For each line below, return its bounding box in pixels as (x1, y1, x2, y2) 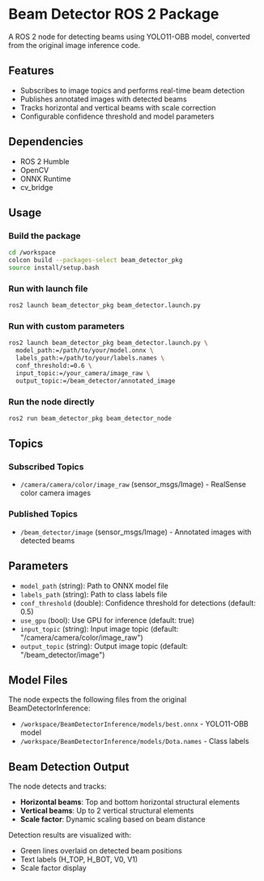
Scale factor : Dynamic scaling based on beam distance (19, 814, 206, 824)
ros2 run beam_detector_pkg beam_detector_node (8, 414, 172, 422)
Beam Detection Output (8, 760, 130, 774)
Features (8, 64, 54, 78)
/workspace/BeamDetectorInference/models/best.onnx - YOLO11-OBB (19, 719, 249, 729)
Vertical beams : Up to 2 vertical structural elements (19, 805, 194, 816)
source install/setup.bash (8, 264, 100, 272)
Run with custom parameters (8, 320, 126, 331)
